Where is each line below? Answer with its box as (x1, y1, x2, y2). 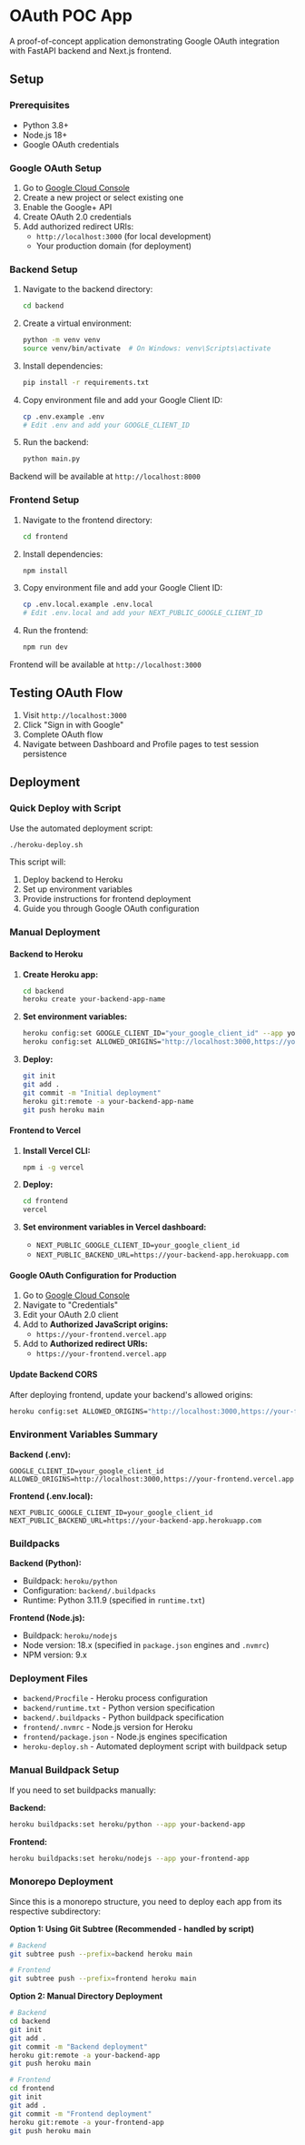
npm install (22, 566, 68, 575)
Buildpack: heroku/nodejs (22, 1630, 118, 1641)
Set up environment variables (22, 884, 133, 895)
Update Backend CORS (9, 1369, 98, 1380)
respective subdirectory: (9, 1906, 102, 1917)
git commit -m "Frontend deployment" (9, 2109, 152, 2119)
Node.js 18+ (22, 129, 68, 140)
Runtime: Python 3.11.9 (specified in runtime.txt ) (22, 1594, 206, 1606)
